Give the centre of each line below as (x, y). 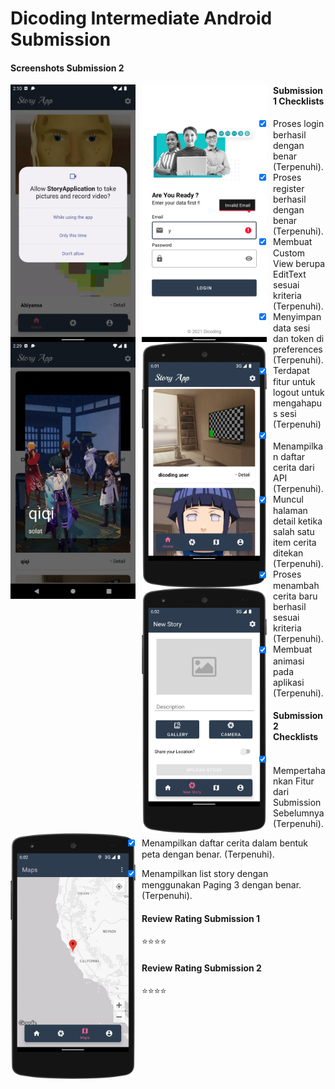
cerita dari (294, 468)
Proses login (298, 123)
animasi (289, 661)
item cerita (295, 543)
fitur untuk (294, 382)
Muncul (288, 499)
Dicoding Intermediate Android (141, 18)
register (289, 189)
